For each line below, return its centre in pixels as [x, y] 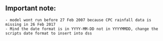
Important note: [31, 8]
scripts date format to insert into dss [49, 33]
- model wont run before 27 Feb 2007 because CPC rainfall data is [78, 20]
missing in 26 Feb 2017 [31, 24]
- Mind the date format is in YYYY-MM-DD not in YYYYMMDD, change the [82, 29]
